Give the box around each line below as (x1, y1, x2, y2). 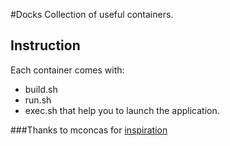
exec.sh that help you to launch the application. (24, 104, 220, 116)
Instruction (10, 37, 81, 54)
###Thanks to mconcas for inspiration (10, 124, 168, 136)
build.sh (24, 83, 58, 95)
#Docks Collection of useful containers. (10, 9, 174, 20)
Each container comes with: (10, 64, 125, 76)
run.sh (24, 94, 52, 106)
